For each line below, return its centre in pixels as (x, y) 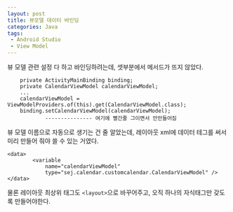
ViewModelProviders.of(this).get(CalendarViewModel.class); (97, 105)
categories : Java (33, 27)
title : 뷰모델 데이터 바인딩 (43, 20)
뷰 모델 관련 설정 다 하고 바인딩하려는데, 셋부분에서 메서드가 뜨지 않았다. (105, 67)
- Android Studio (35, 40)
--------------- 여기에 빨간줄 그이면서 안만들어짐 (111, 118)
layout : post (26, 14)
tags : (15, 33)
